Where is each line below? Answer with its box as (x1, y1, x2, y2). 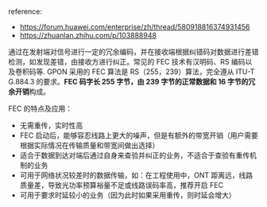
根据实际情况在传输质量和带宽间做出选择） (19, 141, 160, 150)
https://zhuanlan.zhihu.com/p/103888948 (19, 31, 157, 40)
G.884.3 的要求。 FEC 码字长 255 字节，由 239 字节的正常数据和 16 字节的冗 (8, 77, 256, 86)
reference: (8, 7, 42, 16)
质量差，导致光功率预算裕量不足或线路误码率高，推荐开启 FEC (19, 181, 224, 189)
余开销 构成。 (8, 87, 50, 96)
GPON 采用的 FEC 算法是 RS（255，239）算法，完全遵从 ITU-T (46, 67, 255, 76)
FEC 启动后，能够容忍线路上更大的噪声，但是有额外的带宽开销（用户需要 (19, 131, 258, 140)
